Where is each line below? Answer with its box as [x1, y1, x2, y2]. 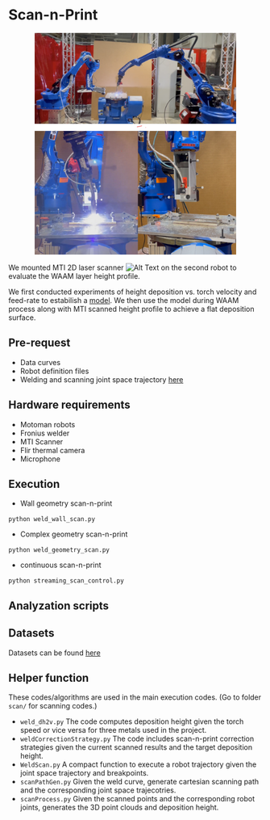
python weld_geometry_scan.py [8, 546, 110, 554]
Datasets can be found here [8, 648, 101, 658]
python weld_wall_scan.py [8, 515, 95, 524]
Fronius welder [19, 428, 70, 438]
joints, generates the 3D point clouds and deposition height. [19, 802, 219, 813]
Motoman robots [19, 419, 76, 429]
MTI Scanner [19, 436, 64, 446]
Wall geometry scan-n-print [19, 498, 113, 508]
